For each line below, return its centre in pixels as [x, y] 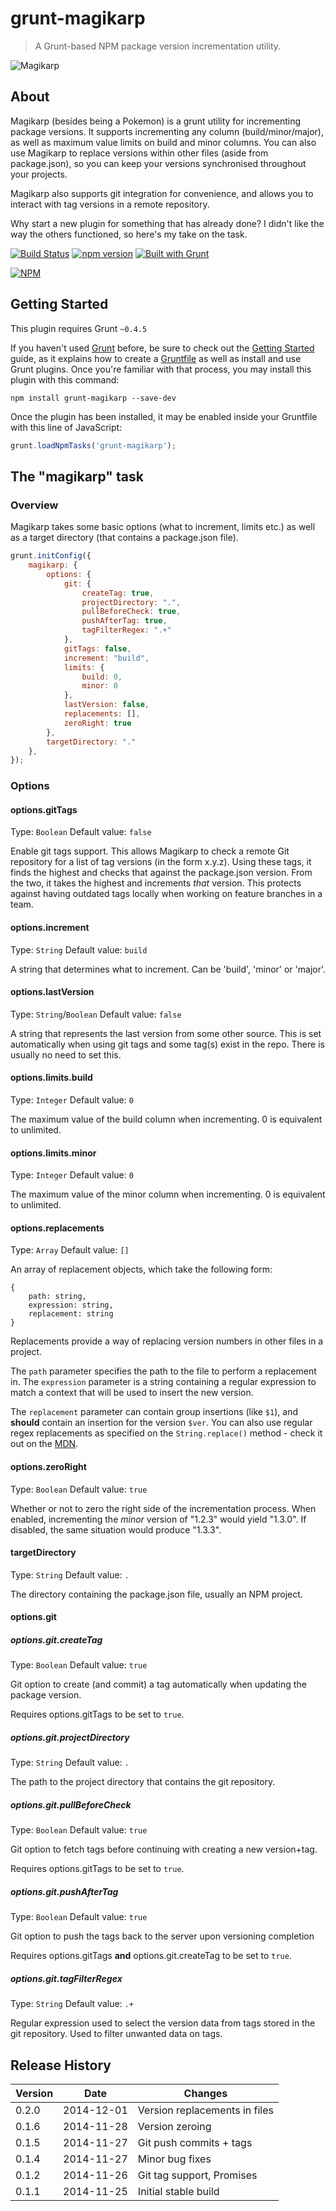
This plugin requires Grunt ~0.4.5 [79, 328]
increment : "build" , [106, 658]
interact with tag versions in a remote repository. [110, 204]
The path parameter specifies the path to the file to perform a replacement [163, 1371]
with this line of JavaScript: [66, 427]
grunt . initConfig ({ [51, 556]
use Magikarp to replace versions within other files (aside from [139, 153]
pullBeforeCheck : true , [131, 612]
